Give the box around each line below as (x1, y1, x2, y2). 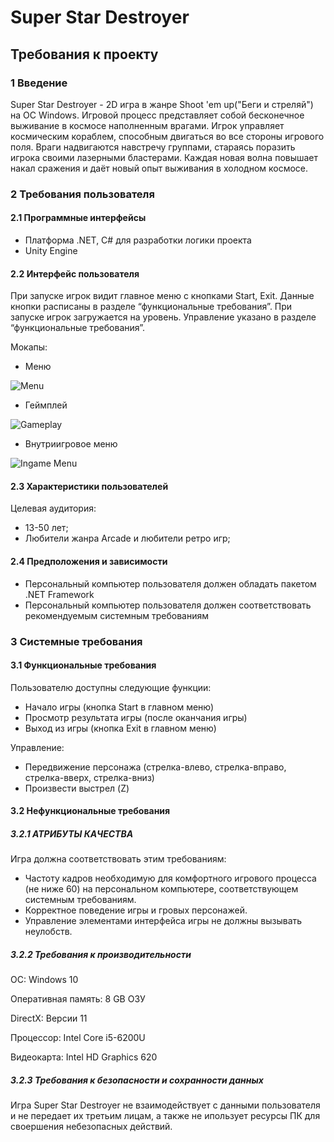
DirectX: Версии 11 (10, 1012, 88, 1025)
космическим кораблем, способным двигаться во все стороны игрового (10, 130, 325, 142)
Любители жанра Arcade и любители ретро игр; (24, 532, 231, 545)
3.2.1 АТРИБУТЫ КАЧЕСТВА (10, 827, 134, 840)
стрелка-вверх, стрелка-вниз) (24, 771, 155, 783)
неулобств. (24, 926, 73, 938)
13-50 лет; (24, 522, 69, 534)
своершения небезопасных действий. (10, 1121, 173, 1133)
